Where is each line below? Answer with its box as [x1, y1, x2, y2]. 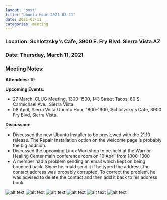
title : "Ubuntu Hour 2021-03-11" [5, 12, 76, 17]
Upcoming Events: [5, 86, 45, 92]
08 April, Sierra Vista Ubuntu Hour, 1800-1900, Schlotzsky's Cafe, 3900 [12, 107, 162, 113]
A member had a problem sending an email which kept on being [12, 158, 146, 164]
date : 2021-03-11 [5, 17, 42, 22]
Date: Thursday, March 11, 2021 [5, 51, 84, 58]
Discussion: [5, 122, 31, 128]
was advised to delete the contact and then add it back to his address [12, 174, 158, 180]
